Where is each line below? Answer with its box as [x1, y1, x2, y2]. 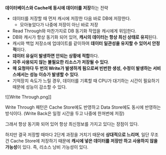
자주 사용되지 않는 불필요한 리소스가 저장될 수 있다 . [12, 59, 109, 65]
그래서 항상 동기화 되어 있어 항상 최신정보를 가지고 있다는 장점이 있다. [5, 121, 139, 127]
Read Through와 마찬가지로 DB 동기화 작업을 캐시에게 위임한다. [12, 28, 137, 34]
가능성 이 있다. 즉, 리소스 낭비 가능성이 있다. [5, 144, 88, 150]
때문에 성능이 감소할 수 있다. [12, 84, 67, 90]
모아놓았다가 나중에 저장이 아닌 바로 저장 [19, 22, 98, 27]
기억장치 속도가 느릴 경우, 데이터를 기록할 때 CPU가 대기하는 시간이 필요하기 [12, 78, 160, 84]
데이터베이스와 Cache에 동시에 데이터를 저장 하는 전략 [5, 5, 108, 10]
